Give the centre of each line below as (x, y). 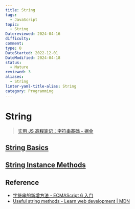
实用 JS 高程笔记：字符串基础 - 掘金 (55, 131)
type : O (14, 48)
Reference (22, 182)
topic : (12, 24)
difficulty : (18, 39)
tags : (11, 15)
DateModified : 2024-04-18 (33, 58)
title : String (20, 10)
